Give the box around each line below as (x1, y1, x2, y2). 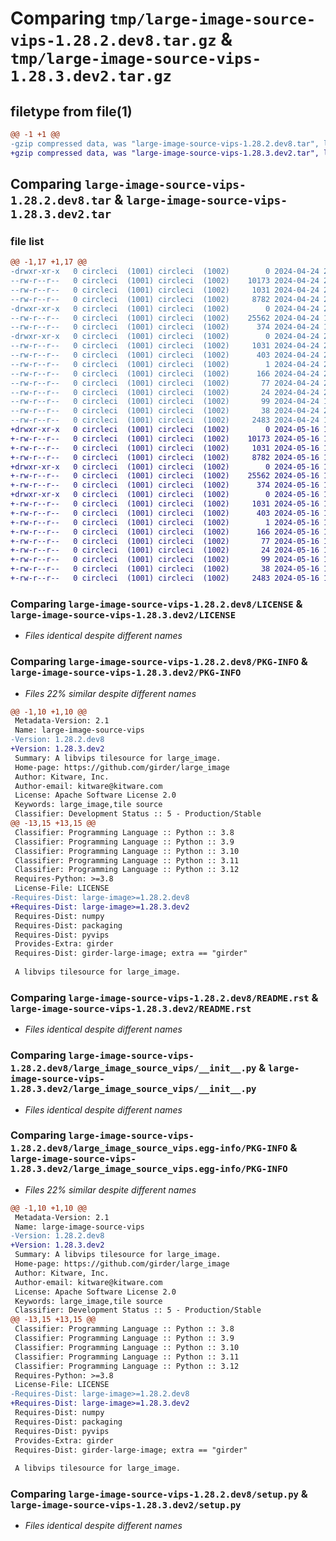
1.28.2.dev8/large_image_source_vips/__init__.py (10, 1063, 257, 1074)
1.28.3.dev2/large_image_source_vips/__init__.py (10, 1083, 257, 1095)
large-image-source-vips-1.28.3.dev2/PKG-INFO (10, 667, 242, 679)
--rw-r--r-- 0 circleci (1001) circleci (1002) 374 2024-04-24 (10, 322, 320, 332)
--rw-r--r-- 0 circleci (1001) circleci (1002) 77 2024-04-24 (10, 378, 320, 388)
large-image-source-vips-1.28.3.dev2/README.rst (10, 1003, 252, 1014)
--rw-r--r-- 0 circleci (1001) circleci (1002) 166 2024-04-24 (10, 368, 320, 379)
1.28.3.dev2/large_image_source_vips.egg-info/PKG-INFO (10, 1163, 288, 1175)
